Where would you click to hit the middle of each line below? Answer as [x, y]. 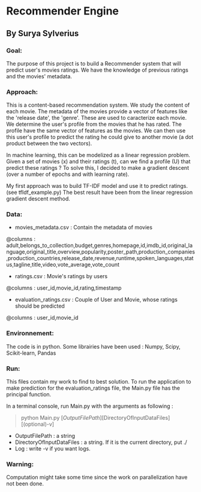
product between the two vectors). [49, 143]
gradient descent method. [38, 199]
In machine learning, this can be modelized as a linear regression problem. [98, 155]
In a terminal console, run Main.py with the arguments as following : [90, 406]
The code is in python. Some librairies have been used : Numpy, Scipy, [94, 346]
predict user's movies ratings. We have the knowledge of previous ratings [97, 70]
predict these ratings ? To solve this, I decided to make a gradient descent [97, 168]
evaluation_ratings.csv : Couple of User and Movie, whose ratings [96, 300]
